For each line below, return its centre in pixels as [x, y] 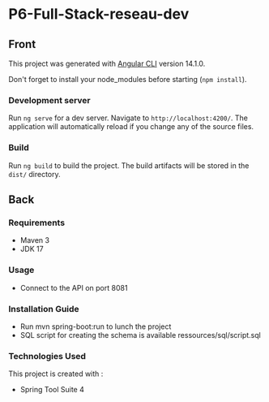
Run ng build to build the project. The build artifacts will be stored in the [129, 165]
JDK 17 [32, 249]
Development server [49, 100]
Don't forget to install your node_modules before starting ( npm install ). [128, 79]
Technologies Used [47, 356]
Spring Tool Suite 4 [52, 390]
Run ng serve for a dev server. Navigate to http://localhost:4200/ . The [128, 118]
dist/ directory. [34, 174]
